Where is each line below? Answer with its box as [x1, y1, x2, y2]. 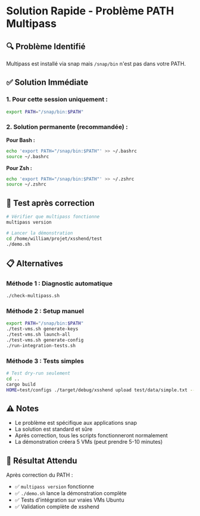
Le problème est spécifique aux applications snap [14, 419, 137, 427]
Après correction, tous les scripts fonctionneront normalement [14, 432, 168, 439]
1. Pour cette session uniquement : [6, 95, 108, 104]
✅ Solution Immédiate [6, 78, 89, 88]
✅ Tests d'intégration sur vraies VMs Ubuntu [14, 496, 124, 503]
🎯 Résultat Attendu [6, 455, 77, 466]
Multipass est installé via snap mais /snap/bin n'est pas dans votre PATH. [6, 60, 186, 67]
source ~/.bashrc [6, 153, 49, 159]
